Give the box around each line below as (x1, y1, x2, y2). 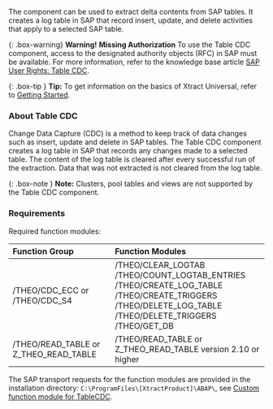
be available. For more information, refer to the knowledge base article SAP (8, 57, 260, 67)
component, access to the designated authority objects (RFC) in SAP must (8, 49, 258, 58)
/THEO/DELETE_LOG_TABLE (115, 299, 223, 311)
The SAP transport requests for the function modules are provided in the (8, 374, 251, 384)
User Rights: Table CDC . (8, 66, 89, 75)
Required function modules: (8, 226, 102, 236)
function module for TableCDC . (8, 391, 113, 401)
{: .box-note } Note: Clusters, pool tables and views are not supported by (8, 179, 253, 189)
